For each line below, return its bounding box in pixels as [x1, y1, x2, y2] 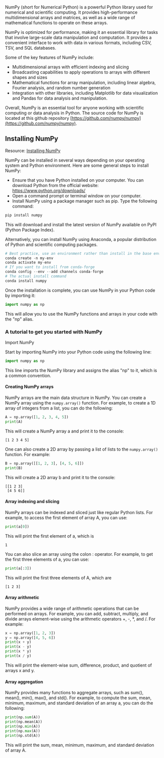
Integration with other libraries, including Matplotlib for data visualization [12, 90, 158, 96]
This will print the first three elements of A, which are [5, 574, 112, 581]
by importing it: [5, 292, 36, 298]
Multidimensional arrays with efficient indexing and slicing [12, 64, 129, 70]
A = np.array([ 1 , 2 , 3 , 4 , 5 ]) [5, 415, 69, 420]
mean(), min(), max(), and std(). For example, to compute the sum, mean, [5, 695, 152, 701]
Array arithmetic [5, 595, 40, 600]
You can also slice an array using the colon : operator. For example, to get [5, 551, 153, 557]
